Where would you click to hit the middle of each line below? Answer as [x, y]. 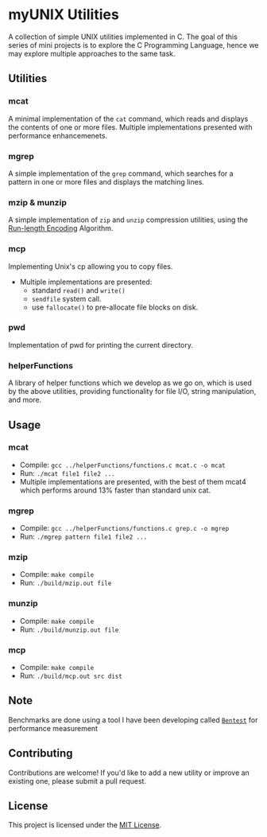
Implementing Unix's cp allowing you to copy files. [91, 266]
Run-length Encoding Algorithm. [61, 228]
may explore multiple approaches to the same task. [92, 53]
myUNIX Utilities [64, 15]
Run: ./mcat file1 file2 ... [67, 473]
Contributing [41, 753]
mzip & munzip [38, 202]
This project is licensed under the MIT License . [85, 825]
